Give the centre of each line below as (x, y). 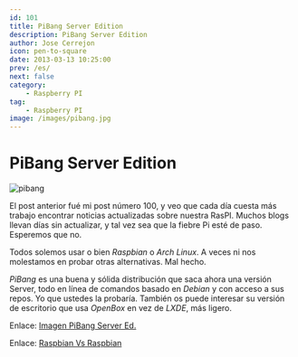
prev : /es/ (30, 69)
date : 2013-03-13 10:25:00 (60, 60)
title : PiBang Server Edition (67, 26)
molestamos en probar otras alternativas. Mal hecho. (108, 262)
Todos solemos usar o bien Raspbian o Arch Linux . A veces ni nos (133, 252)
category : (28, 85)
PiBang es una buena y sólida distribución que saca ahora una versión (140, 279)
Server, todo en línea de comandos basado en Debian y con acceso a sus (147, 289)
